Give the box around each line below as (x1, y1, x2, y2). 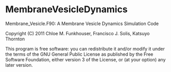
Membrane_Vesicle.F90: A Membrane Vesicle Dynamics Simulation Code (5, 20, 159, 27)
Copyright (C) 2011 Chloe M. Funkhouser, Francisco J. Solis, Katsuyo (5, 30, 150, 36)
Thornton (5, 36, 25, 42)
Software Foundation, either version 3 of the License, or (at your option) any (5, 56, 166, 62)
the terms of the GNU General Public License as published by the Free (5, 51, 154, 57)
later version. (5, 62, 33, 68)
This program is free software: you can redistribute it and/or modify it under (5, 45, 165, 52)
